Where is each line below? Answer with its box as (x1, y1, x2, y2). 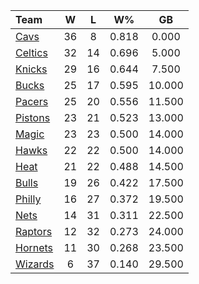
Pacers (15, 95, 49, 108)
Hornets (15, 241, 54, 254)
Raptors (15, 225, 53, 238)
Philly (15, 192, 42, 206)
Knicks (15, 62, 48, 76)
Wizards (15, 257, 55, 271)
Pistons (15, 111, 51, 124)
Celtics (15, 46, 48, 59)
